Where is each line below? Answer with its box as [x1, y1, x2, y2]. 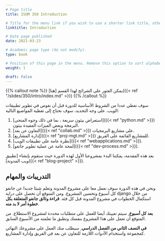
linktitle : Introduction [5, 25, 56, 30]
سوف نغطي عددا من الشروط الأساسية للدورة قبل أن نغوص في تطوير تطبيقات [5, 103, 149, 108]
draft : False [5, 74, 32, 79]
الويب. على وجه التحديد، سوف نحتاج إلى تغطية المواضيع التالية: [5, 107, 119, 113]
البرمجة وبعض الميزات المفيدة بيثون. [12, 122, 79, 128]
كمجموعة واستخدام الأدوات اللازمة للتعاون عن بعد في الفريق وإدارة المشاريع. [5, 230, 145, 236]
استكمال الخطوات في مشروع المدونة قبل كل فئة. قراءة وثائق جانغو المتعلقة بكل [5, 196, 151, 202]
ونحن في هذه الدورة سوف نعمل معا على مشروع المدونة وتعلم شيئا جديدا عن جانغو [5, 185, 156, 191]
